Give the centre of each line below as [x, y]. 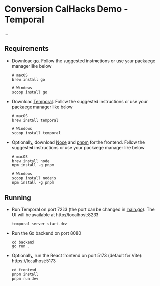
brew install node [31, 161]
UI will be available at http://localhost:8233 [55, 215]
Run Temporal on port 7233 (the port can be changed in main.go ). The [83, 209]
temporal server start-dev [39, 224]
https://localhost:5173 [34, 261]
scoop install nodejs [34, 178]
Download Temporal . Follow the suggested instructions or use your [80, 101]
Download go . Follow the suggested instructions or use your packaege [83, 61]
